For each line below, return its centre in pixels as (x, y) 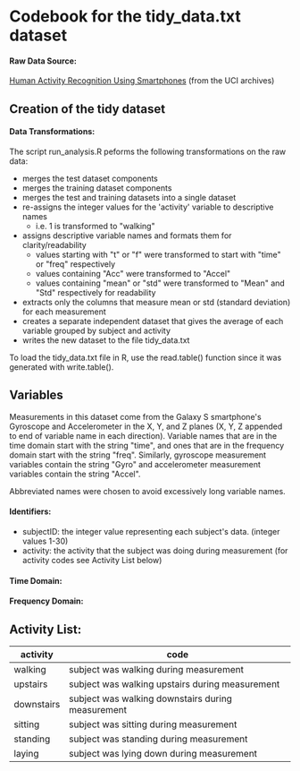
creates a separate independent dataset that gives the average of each (153, 321)
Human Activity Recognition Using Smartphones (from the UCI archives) (142, 81)
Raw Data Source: (43, 61)
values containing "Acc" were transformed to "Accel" (133, 273)
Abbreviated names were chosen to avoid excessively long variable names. (147, 491)
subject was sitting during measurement (153, 724)
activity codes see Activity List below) (92, 560)
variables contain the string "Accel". (75, 474)
